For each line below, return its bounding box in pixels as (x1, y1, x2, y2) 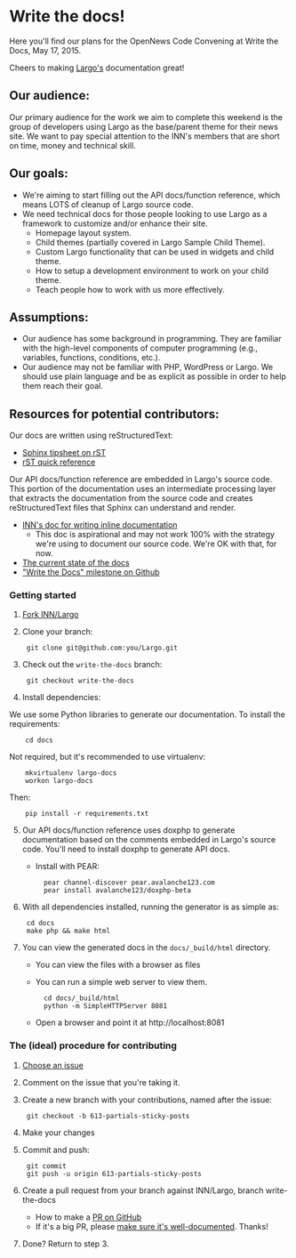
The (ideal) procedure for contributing (9, 1039, 178, 1052)
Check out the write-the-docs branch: (21, 659, 163, 670)
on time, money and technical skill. (9, 140, 136, 150)
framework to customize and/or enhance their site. (21, 218, 208, 229)
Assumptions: (9, 310, 89, 325)
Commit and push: (21, 1144, 91, 1155)
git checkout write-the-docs (26, 676, 135, 686)
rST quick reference (21, 456, 96, 468)
